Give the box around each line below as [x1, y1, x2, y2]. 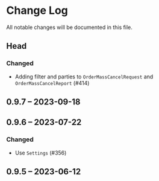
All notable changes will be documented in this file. [6, 24, 132, 31]
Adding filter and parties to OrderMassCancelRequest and [14, 73, 154, 80]
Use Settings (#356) [14, 149, 67, 156]
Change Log [6, 4, 68, 17]
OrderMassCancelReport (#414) [14, 79, 90, 86]
